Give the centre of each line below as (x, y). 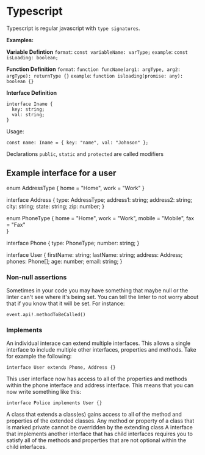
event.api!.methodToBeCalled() (46, 315)
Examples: (20, 40)
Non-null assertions (37, 277)
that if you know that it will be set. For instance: (66, 303)
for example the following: (39, 357)
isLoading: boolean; (33, 57)
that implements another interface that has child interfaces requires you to (100, 434)
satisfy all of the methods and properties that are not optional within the (96, 440)
